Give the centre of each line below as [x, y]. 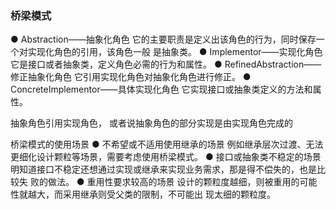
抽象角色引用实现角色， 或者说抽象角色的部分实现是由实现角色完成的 [151, 123]
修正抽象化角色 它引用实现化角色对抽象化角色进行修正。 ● [131, 77]
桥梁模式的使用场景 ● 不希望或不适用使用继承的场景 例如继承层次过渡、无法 [167, 144]
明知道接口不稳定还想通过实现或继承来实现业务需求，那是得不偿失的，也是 [163, 169]
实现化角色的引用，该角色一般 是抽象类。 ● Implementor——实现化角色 [175, 52]
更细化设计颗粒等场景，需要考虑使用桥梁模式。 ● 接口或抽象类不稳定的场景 [166, 157]
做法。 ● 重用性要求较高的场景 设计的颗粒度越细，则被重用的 [173, 182]
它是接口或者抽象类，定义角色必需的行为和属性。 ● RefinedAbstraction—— [166, 64]
